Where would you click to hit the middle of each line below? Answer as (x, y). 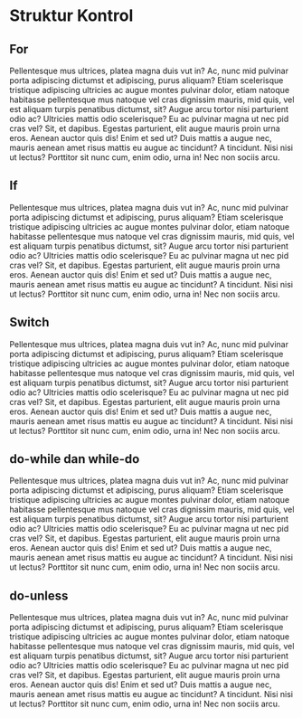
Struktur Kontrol (71, 16)
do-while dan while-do (75, 459)
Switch (29, 322)
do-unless (39, 595)
